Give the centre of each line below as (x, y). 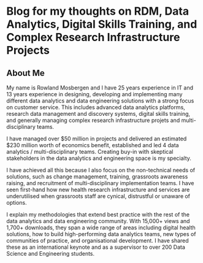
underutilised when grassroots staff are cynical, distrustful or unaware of (98, 196)
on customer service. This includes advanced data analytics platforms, (96, 107)
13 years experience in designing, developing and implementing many (94, 94)
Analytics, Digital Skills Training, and (102, 24)
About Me (25, 73)
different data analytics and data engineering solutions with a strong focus (100, 101)
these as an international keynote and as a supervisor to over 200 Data (96, 247)
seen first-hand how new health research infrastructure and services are (98, 189)
